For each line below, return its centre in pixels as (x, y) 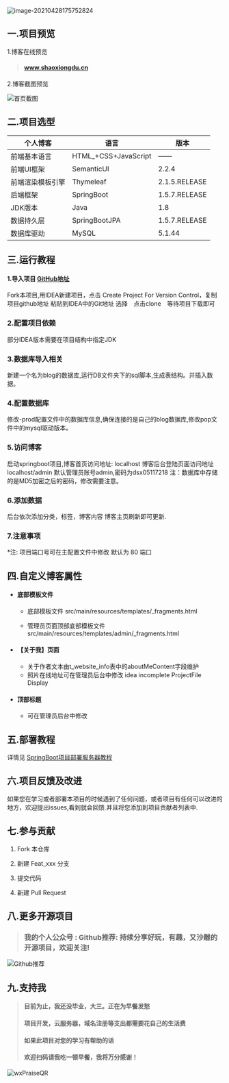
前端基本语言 (31, 156)
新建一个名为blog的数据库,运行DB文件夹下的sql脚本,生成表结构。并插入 (107, 375)
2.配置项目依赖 (31, 324)
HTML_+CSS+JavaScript (112, 156)
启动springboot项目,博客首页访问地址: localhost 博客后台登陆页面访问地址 (110, 463)
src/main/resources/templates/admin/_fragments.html (103, 633)
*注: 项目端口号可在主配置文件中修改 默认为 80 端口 (80, 552)
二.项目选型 (31, 122)
